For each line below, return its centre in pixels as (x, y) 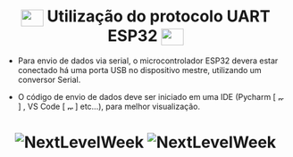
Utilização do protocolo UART (159, 17)
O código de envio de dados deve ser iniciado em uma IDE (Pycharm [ (147, 96)
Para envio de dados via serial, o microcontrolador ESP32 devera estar (148, 61)
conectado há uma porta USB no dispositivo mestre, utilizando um (139, 70)
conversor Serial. (49, 79)
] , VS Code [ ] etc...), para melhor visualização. (109, 106)
